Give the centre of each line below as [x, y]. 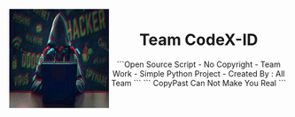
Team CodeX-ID [198, 40]
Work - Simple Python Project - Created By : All [198, 73]
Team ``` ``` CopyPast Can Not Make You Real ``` [198, 83]
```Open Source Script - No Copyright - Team [198, 64]
